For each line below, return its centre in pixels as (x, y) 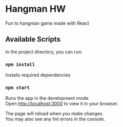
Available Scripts (33, 39)
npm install (20, 64)
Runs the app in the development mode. (47, 98)
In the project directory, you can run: (44, 51)
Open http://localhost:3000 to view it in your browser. (62, 104)
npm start (17, 87)
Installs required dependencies (38, 75)
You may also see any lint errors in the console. (55, 119)
